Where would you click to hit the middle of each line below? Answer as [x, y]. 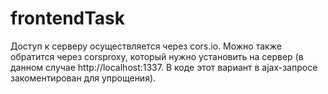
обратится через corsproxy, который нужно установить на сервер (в [157, 56]
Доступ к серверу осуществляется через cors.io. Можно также [146, 46]
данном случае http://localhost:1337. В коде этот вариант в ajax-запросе [164, 67]
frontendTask [68, 18]
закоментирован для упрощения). [83, 78]
